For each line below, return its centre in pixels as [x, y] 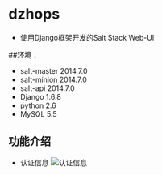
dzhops [34, 14]
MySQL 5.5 [38, 113]
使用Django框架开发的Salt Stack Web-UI [87, 37]
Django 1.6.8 [41, 96]
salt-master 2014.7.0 [54, 70]
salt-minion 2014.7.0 [53, 79]
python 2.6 [38, 105]
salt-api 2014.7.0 [47, 88]
